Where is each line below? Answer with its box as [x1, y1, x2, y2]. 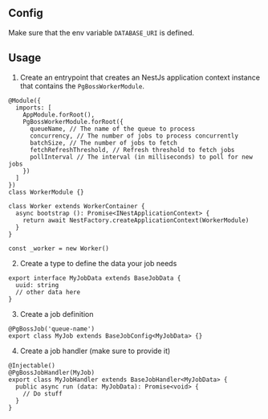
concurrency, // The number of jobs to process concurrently [29, 132, 239, 140]
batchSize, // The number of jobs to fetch [29, 138, 178, 147]
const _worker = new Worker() [8, 244, 110, 253]
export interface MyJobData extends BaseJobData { [8, 273, 181, 282]
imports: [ [15, 104, 52, 112]
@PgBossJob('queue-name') [8, 325, 95, 333]
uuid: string [15, 281, 59, 289]
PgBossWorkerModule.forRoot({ [22, 117, 124, 125]
